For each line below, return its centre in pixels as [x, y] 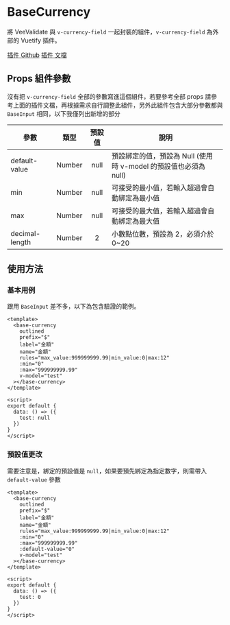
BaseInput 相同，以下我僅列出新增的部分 [64, 113]
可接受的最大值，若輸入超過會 [160, 211]
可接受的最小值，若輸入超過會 [160, 187]
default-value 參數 [34, 479]
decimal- [26, 233]
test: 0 [30, 597]
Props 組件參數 [39, 79]
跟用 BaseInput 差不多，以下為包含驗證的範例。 [74, 307]
